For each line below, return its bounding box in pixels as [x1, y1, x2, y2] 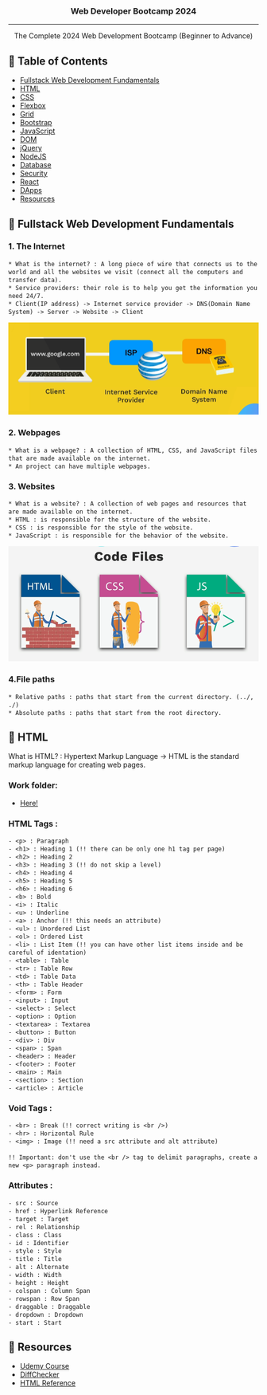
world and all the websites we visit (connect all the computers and [8, 268, 244, 276]
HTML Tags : [8, 818, 58, 829]
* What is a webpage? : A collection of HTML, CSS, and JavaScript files [8, 446, 258, 454]
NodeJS [19, 151, 47, 161]
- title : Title [8, 1255, 62, 1263]
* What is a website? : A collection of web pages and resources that [8, 500, 247, 508]
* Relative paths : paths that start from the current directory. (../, [8, 693, 254, 701]
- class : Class [8, 1231, 62, 1239]
